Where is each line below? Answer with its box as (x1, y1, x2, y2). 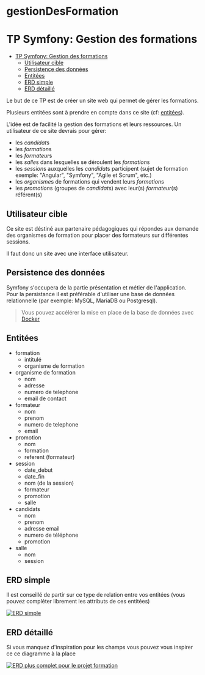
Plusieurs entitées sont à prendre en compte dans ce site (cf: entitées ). (6, 109, 185, 116)
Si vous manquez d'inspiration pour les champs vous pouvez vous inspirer (6, 644, 193, 651)
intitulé (24, 356, 41, 363)
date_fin (24, 472, 45, 480)
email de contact (24, 395, 67, 402)
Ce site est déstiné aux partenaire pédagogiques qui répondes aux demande (6, 225, 199, 232)
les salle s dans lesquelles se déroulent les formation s (15, 158, 150, 166)
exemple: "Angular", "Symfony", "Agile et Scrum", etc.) (15, 171, 152, 179)
